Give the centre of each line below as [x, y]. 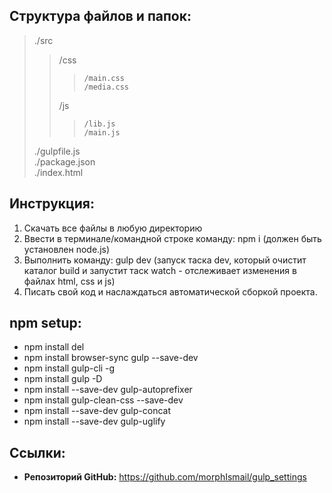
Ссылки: [37, 452]
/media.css [106, 87]
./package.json [64, 161]
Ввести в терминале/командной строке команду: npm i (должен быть [172, 238]
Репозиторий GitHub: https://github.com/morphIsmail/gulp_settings [165, 477]
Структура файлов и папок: [100, 16]
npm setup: [45, 323]
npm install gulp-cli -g [69, 368]
